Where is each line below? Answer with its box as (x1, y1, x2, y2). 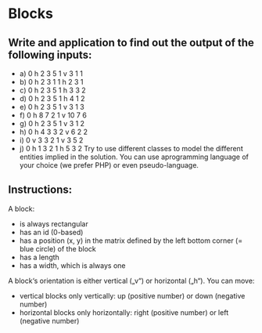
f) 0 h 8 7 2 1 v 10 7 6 (19, 110, 88, 120)
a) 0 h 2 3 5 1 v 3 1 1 (19, 69, 84, 78)
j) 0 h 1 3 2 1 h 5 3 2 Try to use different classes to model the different (19, 144, 244, 153)
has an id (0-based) (19, 227, 84, 237)
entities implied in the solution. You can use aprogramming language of (19, 152, 249, 161)
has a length (19, 252, 60, 262)
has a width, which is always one (19, 260, 126, 270)
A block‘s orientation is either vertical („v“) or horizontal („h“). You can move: (8, 276, 255, 285)
